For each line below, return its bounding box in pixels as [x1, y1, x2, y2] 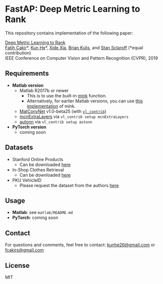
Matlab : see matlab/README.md [12, 210, 73, 215]
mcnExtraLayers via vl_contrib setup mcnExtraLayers [19, 114, 129, 119]
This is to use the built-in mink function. [26, 93, 107, 98]
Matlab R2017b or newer [19, 87, 69, 94]
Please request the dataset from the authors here [19, 182, 119, 188]
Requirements [5, 70, 49, 78]
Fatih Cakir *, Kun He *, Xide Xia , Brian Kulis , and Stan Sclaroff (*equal [5, 45, 143, 50]
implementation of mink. [26, 103, 76, 109]
